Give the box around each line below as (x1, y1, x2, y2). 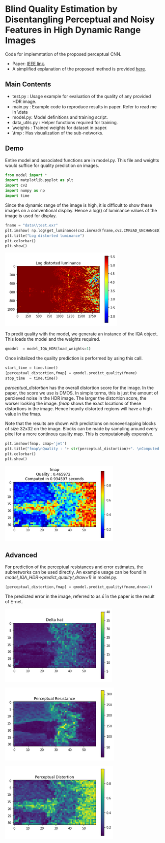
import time (5, 194, 29, 198)
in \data (12, 109, 28, 115)
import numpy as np (5, 188, 45, 193)
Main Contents (5, 80, 52, 89)
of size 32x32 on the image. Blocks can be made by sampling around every (5, 425, 158, 431)
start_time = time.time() (5, 365, 58, 370)
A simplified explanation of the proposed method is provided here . (12, 65, 146, 72)
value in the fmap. (5, 411, 42, 417)
